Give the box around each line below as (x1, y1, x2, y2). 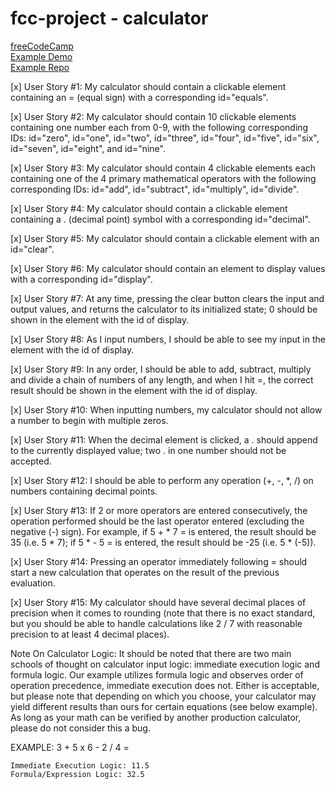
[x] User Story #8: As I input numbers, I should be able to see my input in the (10, 333, 326, 345)
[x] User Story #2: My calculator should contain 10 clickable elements (10, 110, 297, 122)
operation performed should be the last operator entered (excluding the (10, 515, 305, 527)
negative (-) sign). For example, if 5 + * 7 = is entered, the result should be (10, 525, 317, 537)
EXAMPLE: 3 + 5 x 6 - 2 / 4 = (10, 741, 130, 753)
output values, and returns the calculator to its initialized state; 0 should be (10, 303, 318, 315)
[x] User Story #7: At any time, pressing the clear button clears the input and (10, 292, 325, 304)
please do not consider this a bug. (10, 722, 151, 734)
